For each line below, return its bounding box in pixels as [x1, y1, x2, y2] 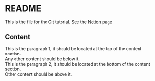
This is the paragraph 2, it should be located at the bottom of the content [5, 61, 150, 67]
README [5, 3, 42, 14]
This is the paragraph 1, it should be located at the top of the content [5, 45, 142, 51]
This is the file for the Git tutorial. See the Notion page [5, 19, 113, 25]
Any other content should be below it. [5, 56, 80, 62]
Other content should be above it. [5, 71, 72, 77]
